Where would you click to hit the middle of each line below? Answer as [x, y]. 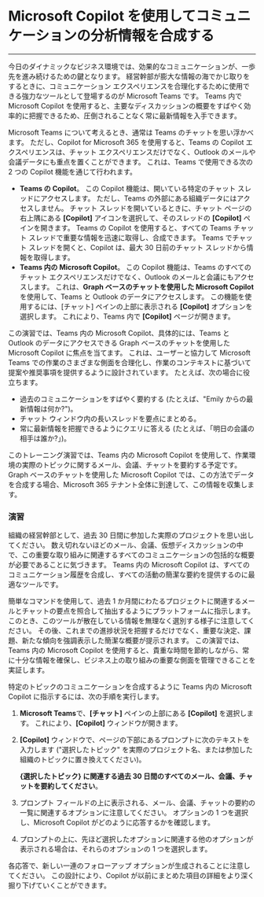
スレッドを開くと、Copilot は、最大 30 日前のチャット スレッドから [138, 247]
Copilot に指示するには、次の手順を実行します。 [86, 696]
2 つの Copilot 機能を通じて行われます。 [73, 172]
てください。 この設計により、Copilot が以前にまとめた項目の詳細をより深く [132, 876]
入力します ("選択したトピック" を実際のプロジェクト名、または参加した [136, 750]
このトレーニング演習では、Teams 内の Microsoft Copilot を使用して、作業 [128, 455]
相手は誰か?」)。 [45, 438]
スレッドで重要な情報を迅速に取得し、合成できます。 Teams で [130, 238]
